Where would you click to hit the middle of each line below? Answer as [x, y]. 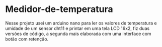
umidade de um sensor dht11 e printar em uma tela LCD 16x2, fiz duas [77, 28]
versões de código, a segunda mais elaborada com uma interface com [78, 33]
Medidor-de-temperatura [59, 9]
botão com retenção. [27, 39]
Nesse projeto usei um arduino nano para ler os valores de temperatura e [81, 23]
